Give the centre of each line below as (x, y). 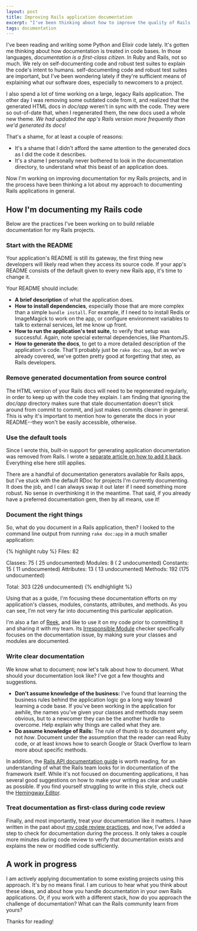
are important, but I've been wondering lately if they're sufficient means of (96, 76)
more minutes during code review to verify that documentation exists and (95, 839)
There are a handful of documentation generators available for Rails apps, (96, 474)
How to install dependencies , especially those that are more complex (99, 306)
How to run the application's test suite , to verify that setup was (92, 331)
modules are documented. (38, 641)
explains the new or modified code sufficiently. (63, 845)
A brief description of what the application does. (74, 300)
